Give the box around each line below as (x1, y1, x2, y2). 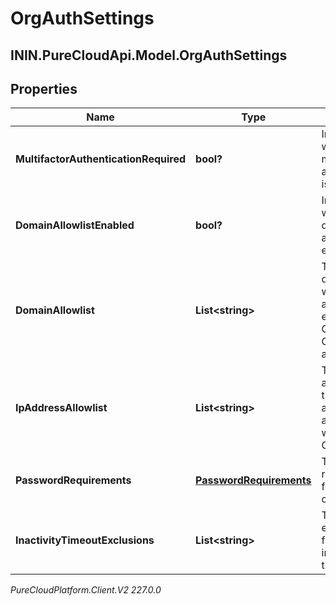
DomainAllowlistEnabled (15, 218, 135, 232)
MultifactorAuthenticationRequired (15, 152, 187, 166)
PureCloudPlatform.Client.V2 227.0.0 (10, 584, 162, 596)
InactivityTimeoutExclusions (15, 533, 155, 547)
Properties (10, 80, 78, 97)
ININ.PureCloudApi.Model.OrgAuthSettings (10, 47, 288, 64)
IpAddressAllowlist (15, 401, 108, 415)
